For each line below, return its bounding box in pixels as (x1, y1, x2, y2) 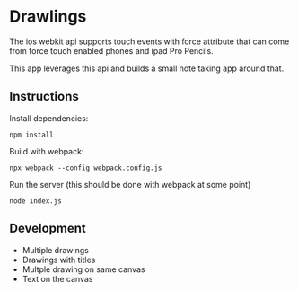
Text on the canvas (22, 273, 93, 284)
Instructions (9, 89, 79, 104)
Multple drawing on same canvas (22, 263, 145, 275)
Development (9, 221, 87, 236)
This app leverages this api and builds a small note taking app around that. (9, 63, 285, 74)
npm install (9, 130, 54, 139)
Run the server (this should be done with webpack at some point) (9, 179, 251, 190)
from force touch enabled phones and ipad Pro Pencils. (9, 45, 214, 56)
